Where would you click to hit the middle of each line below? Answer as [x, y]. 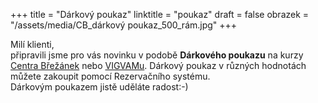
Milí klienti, [32, 44]
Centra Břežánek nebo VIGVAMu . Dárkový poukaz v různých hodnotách [158, 65]
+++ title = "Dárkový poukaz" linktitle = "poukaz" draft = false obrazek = [160, 14]
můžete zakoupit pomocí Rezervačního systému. [110, 76]
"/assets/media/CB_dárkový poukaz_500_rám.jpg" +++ [124, 25]
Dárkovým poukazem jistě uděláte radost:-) [99, 87]
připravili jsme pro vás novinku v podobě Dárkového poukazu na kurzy [157, 55]
